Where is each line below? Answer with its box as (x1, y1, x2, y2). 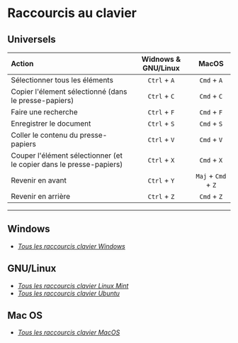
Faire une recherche (11, 107, 78, 116)
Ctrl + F (147, 107, 175, 116)
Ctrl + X (147, 155, 175, 165)
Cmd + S (199, 119, 223, 129)
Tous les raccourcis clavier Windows (17, 241, 125, 250)
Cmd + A (199, 75, 223, 85)
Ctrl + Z (147, 192, 175, 201)
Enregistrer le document (11, 119, 91, 129)
